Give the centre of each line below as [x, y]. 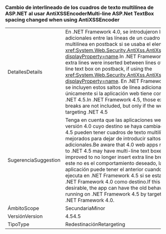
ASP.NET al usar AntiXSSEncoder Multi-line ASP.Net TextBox [80, 13]
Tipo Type [19, 225]
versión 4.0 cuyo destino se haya [104, 126]
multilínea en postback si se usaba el [108, 44]
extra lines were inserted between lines [111, 63]
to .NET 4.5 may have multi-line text [107, 151]
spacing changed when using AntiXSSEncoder [62, 20]
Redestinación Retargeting [95, 225]
